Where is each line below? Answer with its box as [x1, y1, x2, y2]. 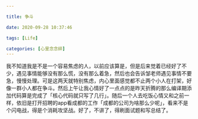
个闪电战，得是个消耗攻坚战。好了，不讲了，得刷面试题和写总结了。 [6, 107, 171, 114]
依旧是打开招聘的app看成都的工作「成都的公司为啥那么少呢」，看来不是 [16, 100, 189, 107]
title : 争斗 [6, 14, 34, 19]
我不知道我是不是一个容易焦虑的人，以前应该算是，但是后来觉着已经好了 [6, 62, 181, 70]
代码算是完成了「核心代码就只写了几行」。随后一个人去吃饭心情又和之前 [11, 92, 184, 99]
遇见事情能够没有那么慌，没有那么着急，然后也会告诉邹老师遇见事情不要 [16, 70, 192, 77]
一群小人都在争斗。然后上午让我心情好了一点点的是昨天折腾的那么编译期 [11, 85, 187, 92]
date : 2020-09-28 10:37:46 [6, 24, 72, 30]
